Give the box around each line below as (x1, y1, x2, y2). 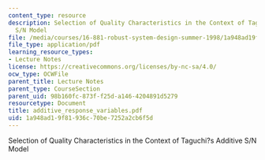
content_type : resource (8, 11, 87, 20)
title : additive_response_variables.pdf (8, 107, 144, 115)
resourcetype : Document (8, 99, 87, 107)
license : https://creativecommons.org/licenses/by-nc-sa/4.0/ (8, 63, 217, 71)
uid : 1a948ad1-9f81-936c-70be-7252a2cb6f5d (8, 114, 154, 122)
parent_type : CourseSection (8, 84, 101, 93)
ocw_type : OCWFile (8, 70, 69, 78)
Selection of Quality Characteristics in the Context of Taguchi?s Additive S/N (8, 136, 257, 145)
